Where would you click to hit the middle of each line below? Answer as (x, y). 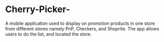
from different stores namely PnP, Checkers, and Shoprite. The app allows (82, 28)
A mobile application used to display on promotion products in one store (80, 23)
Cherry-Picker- (38, 9)
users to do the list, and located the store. (48, 34)
